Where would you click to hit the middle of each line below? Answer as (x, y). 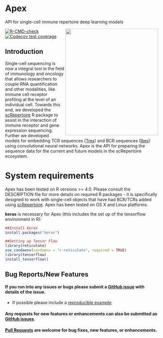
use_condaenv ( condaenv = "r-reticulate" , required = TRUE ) (66, 250)
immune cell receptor (26, 94)
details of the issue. (25, 292)
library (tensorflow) (26, 255)
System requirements (49, 176)
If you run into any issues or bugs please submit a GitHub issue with (75, 287)
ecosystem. (17, 156)
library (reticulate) (26, 246)
